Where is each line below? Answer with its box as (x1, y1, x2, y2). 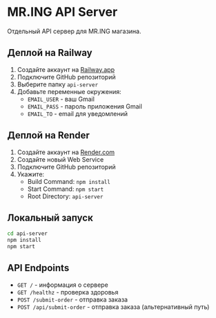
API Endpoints (7, 262, 70, 274)
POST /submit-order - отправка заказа (17, 295, 128, 303)
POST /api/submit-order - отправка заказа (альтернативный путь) (17, 302, 210, 311)
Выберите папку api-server (17, 80, 99, 88)
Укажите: (17, 170, 45, 178)
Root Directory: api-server (27, 191, 104, 200)
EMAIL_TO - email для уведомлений (27, 109, 128, 118)
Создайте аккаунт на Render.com (17, 148, 115, 156)
